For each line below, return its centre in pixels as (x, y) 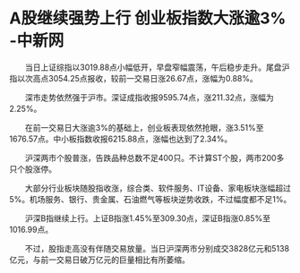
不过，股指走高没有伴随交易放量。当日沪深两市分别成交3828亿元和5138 (157, 248)
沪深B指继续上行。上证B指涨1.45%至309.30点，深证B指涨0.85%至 (148, 218)
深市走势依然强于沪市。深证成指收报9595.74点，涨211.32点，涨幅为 (150, 97)
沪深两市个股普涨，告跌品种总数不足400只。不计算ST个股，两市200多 (154, 158)
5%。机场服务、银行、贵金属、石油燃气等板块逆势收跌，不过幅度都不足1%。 (150, 199)
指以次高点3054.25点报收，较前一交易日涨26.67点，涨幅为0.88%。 (133, 78)
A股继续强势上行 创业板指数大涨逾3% (148, 18)
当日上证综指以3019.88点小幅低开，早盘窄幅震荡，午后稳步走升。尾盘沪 (157, 67)
